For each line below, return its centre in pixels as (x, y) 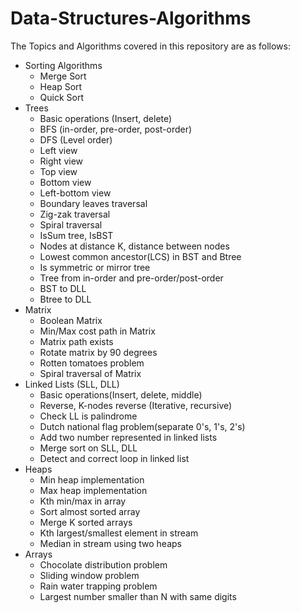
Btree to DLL (65, 299)
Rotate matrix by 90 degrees (98, 352)
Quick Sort (62, 97)
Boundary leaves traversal (93, 203)
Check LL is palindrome (88, 416)
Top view (58, 171)
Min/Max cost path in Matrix (97, 331)
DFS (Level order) (76, 139)
